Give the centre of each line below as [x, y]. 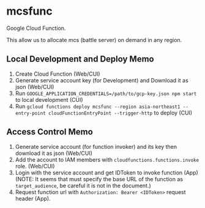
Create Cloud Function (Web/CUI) [58, 74]
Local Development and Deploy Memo [80, 59]
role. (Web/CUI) [35, 166]
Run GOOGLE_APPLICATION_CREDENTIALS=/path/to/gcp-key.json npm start [106, 93]
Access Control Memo [50, 132]
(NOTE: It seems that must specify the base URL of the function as [99, 179]
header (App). [33, 198]
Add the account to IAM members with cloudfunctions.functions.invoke [107, 159]
